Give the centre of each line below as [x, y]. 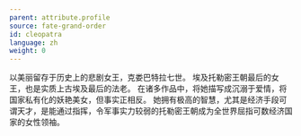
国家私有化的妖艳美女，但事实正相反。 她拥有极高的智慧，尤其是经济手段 [144, 100]
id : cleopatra [36, 34]
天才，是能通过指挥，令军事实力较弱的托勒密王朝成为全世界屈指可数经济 [150, 111]
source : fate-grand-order [58, 26]
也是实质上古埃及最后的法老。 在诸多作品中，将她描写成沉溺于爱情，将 [156, 89]
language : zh [34, 42]
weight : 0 [28, 51]
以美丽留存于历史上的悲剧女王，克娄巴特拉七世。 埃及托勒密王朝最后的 [140, 78]
